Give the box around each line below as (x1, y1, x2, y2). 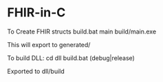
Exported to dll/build (7, 67, 65, 75)
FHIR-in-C (7, 5, 66, 20)
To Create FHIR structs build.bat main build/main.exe (7, 27, 157, 36)
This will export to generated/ (7, 40, 91, 49)
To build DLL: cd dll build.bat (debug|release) (7, 53, 135, 62)
